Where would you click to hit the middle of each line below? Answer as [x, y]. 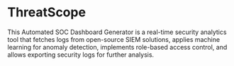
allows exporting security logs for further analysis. [81, 55]
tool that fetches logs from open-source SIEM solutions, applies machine [114, 39]
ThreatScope [47, 12]
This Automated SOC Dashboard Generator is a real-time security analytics [117, 32]
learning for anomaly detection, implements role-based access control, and [117, 47]
